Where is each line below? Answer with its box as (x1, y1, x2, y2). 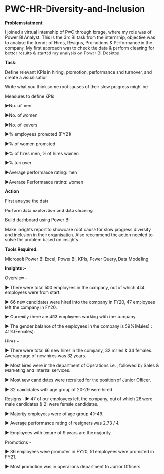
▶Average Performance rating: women (5, 179, 84, 184)
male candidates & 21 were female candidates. (5, 401, 99, 407)
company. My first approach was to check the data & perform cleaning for (5, 45, 155, 51)
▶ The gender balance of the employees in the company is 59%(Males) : (5, 323, 153, 329)
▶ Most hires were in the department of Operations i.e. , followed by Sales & (5, 362, 159, 368)
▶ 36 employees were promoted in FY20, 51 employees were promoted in (5, 448, 154, 454)
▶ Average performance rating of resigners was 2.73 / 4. (5, 420, 120, 426)
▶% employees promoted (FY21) (5, 131, 72, 137)
